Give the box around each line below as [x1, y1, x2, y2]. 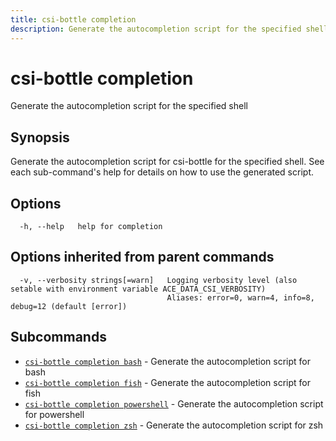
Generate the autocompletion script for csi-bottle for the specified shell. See [10, 156, 325, 168]
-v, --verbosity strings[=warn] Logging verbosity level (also [19, 275, 298, 285]
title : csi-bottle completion [10, 14, 137, 25]
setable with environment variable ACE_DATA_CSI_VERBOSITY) [10, 284, 267, 294]
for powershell [24, 408, 85, 420]
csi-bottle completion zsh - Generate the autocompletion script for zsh [24, 419, 324, 431]
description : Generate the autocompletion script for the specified [10, 24, 302, 34]
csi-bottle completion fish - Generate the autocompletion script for [24, 376, 311, 388]
